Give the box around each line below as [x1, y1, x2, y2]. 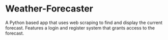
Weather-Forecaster [5, 3, 93, 14]
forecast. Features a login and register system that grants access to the [5, 24, 155, 30]
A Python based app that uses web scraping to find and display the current [5, 19, 163, 25]
